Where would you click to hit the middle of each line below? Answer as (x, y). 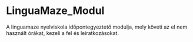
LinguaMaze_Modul (55, 11)
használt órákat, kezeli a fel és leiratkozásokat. (63, 33)
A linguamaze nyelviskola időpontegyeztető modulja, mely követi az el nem (97, 27)
